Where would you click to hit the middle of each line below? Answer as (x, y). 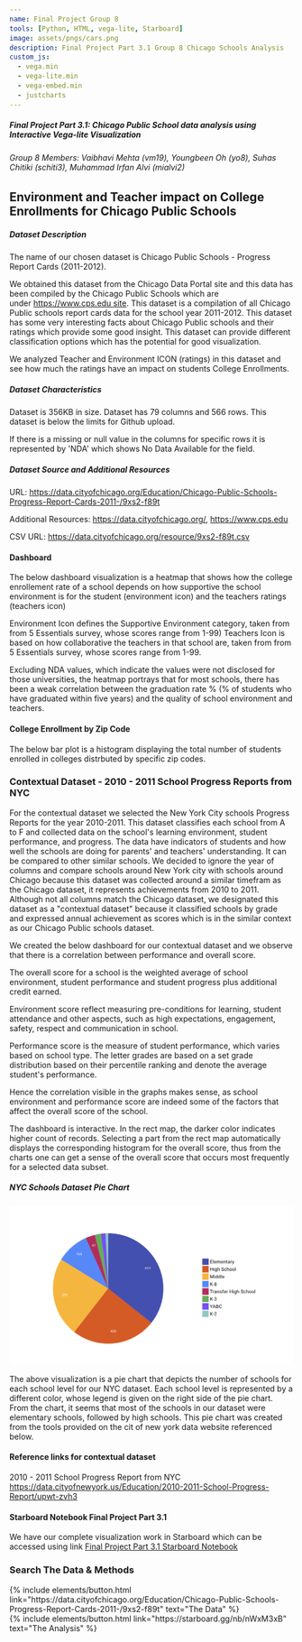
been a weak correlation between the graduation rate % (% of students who (151, 689)
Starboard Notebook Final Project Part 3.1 (88, 1517)
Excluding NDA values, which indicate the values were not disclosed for (142, 670)
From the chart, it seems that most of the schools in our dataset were (137, 1407)
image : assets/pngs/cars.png (64, 38)
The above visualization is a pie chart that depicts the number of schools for (151, 1379)
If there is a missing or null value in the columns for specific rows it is (137, 439)
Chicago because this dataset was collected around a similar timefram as (146, 880)
